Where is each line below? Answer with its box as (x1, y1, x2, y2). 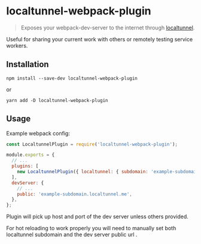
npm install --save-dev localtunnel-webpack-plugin (6, 75, 138, 82)
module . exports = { (6, 152, 55, 158)
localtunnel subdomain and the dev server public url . (6, 231, 138, 238)
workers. (6, 42, 28, 49)
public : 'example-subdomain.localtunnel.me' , (17, 191, 133, 197)
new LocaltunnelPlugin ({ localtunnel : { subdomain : (17, 169, 148, 175)
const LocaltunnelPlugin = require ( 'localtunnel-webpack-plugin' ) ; (6, 141, 178, 147)
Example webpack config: (6, 129, 71, 137)
